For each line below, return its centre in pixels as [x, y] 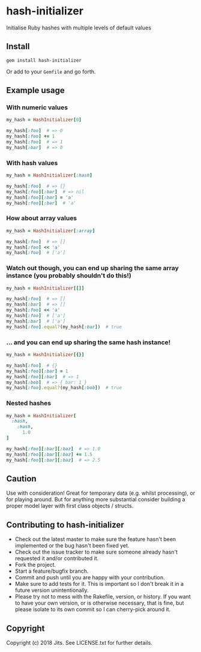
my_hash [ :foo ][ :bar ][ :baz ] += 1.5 [49, 454]
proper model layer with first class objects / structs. [70, 506]
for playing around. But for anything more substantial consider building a [96, 500]
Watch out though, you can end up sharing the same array [92, 268]
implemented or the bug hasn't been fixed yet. [72, 546]
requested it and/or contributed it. [57, 558]
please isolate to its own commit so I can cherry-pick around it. [93, 609]
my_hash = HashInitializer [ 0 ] [44, 120]
